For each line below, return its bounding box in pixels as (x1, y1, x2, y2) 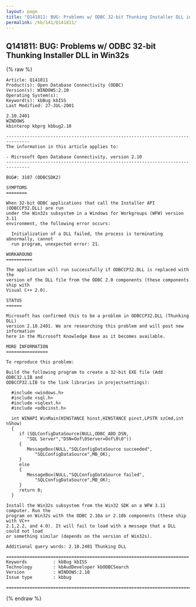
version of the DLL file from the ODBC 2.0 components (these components (6, 277, 190, 283)
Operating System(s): (6, 93, 59, 98)
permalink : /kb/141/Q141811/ (6, 19, 77, 25)
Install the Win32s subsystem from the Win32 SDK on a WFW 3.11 (6, 503, 166, 509)
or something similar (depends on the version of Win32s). (6, 534, 153, 540)
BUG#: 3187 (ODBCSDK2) (6, 175, 61, 180)
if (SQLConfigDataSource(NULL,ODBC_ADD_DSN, (19, 431, 129, 437)
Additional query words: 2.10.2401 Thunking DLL (6, 544, 127, 550)
